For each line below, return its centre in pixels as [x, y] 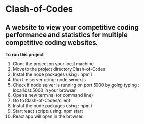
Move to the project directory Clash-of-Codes [59, 69]
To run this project [24, 54]
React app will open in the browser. [48, 116]
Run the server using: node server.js [49, 79]
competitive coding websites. [52, 43]
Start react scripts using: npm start [48, 111]
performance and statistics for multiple [67, 35]
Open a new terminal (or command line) [53, 95]
